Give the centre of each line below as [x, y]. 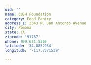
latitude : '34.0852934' [29, 46]
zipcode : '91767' [23, 37]
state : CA [15, 32]
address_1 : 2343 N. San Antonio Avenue [46, 23]
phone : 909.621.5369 [26, 42]
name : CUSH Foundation [28, 14]
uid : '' [13, 10]
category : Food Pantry [28, 19]
